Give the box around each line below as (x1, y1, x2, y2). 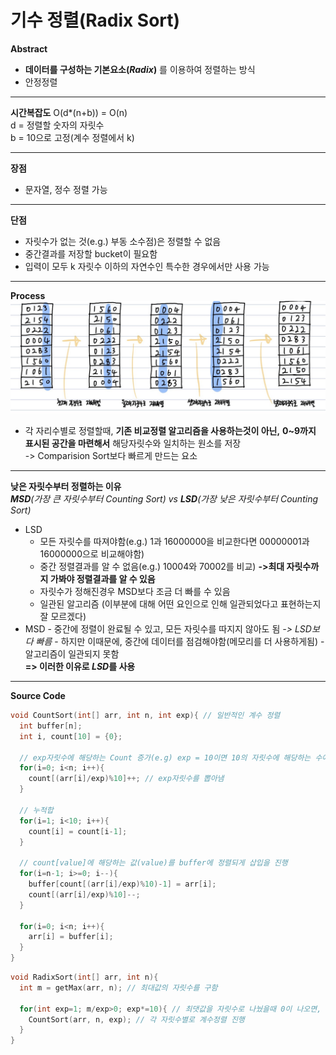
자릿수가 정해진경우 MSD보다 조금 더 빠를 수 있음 (39, 586, 231, 598)
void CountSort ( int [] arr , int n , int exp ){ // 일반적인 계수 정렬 (10, 711, 281, 721)
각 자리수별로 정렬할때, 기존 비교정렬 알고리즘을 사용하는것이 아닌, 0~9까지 (24, 425, 317, 437)
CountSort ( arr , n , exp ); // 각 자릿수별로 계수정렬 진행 (28, 1014, 245, 1025)
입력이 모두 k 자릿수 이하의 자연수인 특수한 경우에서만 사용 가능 (24, 260, 270, 272)
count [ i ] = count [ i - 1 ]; (28, 826, 128, 836)
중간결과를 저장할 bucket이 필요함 (24, 247, 158, 260)
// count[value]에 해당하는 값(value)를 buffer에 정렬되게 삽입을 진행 (19, 858, 288, 868)
